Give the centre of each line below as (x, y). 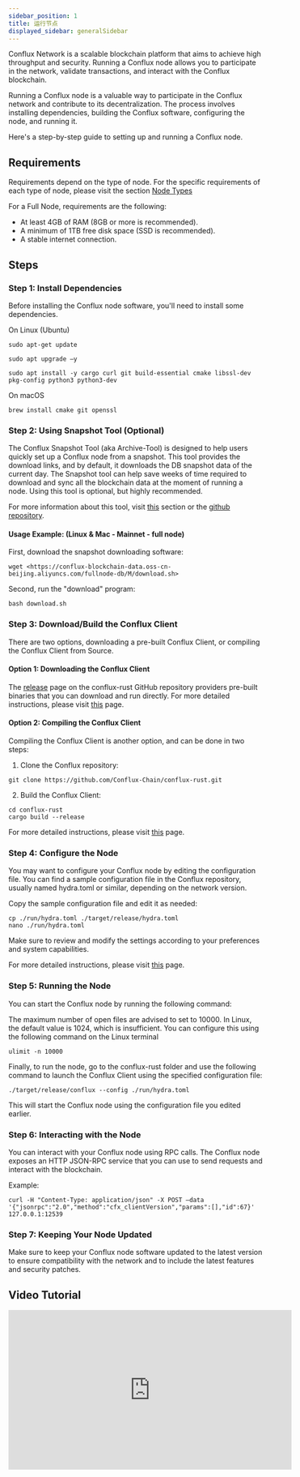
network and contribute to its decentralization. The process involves (122, 104)
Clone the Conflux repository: (69, 765)
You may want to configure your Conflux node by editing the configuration (132, 871)
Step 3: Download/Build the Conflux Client (93, 624)
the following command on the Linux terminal (84, 1036)
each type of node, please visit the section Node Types (100, 191)
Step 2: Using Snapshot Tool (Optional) (87, 430)
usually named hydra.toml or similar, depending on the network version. (128, 888)
